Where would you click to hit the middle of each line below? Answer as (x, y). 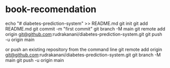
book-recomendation (51, 9)
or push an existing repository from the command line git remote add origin (84, 49)
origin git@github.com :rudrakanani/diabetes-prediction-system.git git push (84, 34)
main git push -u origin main (35, 60)
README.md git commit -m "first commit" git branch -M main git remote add (85, 28)
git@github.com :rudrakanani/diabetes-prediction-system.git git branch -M (83, 55)
